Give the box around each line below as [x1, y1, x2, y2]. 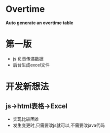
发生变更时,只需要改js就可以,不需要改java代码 [12, 122, 105, 128]
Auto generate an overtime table [5, 20, 73, 26]
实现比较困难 [12, 116, 39, 122]
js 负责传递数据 [12, 56, 44, 62]
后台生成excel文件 [12, 62, 50, 67]
